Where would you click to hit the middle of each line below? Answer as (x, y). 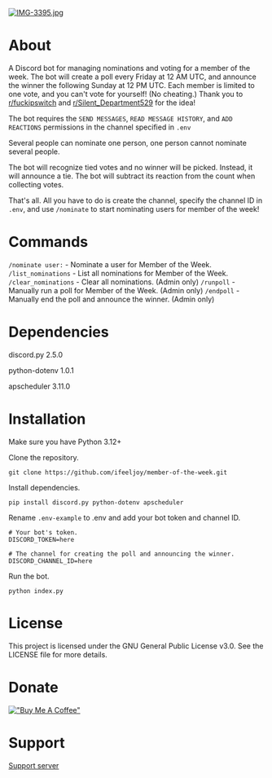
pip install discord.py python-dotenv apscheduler (96, 502)
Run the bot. (29, 576)
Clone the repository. (44, 457)
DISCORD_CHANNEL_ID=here (50, 561)
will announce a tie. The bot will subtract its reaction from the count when (132, 176)
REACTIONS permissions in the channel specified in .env (100, 127)
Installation (47, 419)
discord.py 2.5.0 (36, 354)
